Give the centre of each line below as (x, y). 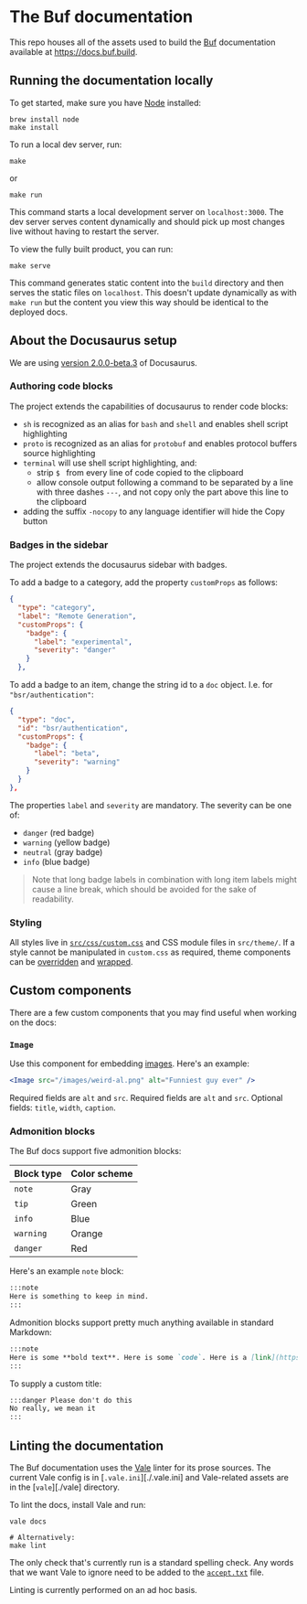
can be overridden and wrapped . (71, 962)
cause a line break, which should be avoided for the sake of (144, 889)
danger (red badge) (58, 832)
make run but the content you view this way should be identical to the (139, 302)
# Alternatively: (42, 1538)
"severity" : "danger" (75, 650)
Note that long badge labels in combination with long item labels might (164, 879)
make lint (28, 1546)
